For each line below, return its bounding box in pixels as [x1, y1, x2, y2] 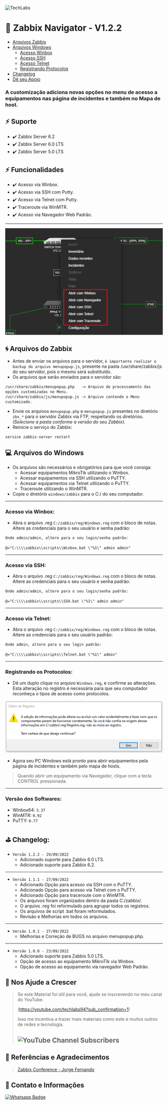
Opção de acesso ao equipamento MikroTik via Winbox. [19, 958, 135, 964]
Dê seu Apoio [12, 76, 41, 82]
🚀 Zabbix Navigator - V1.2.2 [5, 23, 122, 34]
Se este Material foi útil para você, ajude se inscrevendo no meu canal [17, 991, 162, 998]
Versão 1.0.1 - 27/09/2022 [12, 928, 69, 934]
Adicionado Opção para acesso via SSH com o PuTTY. [19, 881, 132, 887]
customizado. [5, 399, 32, 404]
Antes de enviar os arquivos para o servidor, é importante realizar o [12, 358, 156, 364]
